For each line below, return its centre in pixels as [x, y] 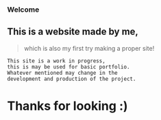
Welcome [23, 10]
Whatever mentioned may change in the [62, 73]
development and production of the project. [72, 79]
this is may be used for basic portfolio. [69, 67]
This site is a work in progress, [57, 61]
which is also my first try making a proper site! [89, 48]
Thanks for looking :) [67, 106]
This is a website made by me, [73, 32]
